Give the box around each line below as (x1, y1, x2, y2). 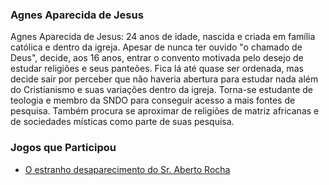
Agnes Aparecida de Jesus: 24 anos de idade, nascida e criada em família (10, 31, 316, 43)
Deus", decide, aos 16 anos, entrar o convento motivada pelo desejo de (10, 52, 304, 64)
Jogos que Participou (10, 141, 117, 155)
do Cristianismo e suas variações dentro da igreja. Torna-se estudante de (10, 84, 313, 96)
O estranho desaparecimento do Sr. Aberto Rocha (24, 163, 231, 175)
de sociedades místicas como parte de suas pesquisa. (10, 116, 235, 128)
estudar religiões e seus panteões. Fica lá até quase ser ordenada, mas (10, 63, 304, 75)
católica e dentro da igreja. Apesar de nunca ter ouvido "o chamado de (10, 41, 303, 53)
